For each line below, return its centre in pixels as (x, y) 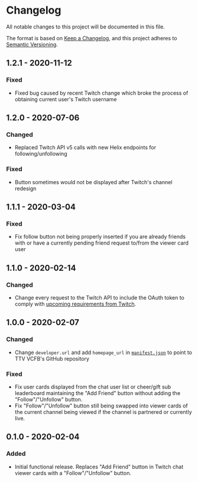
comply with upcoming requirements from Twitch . (75, 304)
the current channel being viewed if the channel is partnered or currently (103, 412)
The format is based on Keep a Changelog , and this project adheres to (92, 38)
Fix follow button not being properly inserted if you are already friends (100, 237)
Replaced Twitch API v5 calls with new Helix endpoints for (85, 147)
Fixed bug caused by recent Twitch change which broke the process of (101, 93)
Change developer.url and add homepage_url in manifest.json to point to (103, 352)
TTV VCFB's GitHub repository (52, 358)
